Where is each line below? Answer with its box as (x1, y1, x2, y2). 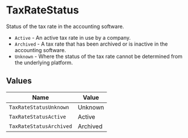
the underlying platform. (14, 59, 73, 66)
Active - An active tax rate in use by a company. (14, 34, 131, 41)
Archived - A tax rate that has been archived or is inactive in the (14, 40, 168, 47)
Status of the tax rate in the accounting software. (6, 23, 124, 30)
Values (6, 76, 32, 86)
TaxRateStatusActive (9, 113, 66, 120)
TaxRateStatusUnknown (9, 103, 69, 111)
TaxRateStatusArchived (9, 123, 72, 129)
